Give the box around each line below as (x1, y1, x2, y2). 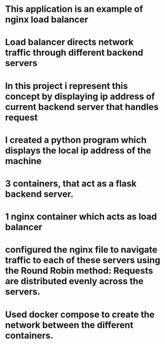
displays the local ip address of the (5, 145, 152, 156)
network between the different (5, 319, 133, 331)
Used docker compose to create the (5, 309, 155, 320)
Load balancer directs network (5, 37, 134, 48)
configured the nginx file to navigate (5, 244, 158, 256)
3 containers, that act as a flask (5, 178, 137, 189)
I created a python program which (5, 134, 147, 145)
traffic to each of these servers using (5, 255, 161, 266)
